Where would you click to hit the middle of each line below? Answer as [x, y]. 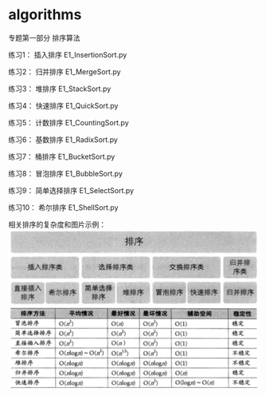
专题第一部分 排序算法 [44, 38]
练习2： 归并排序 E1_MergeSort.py [65, 71]
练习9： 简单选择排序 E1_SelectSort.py [71, 190]
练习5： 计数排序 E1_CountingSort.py [68, 122]
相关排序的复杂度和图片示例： [57, 224]
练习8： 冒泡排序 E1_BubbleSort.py [66, 173]
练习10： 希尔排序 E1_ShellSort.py [63, 207]
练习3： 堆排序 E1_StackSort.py [60, 89]
